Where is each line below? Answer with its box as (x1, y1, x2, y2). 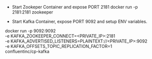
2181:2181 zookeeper (12, 9, 53, 15)
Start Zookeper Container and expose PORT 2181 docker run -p (12, 4, 138, 10)
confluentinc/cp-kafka (5, 48, 50, 54)
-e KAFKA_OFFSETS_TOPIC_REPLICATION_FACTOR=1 (5, 44, 112, 49)
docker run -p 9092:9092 (5, 28, 56, 33)
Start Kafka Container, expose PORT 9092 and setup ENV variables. (12, 19, 148, 24)
